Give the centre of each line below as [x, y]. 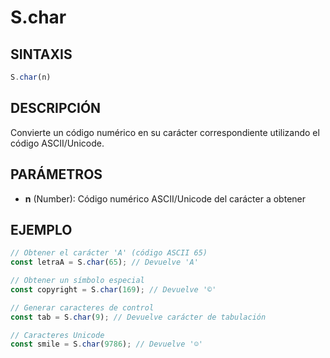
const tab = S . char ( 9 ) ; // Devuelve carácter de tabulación [138, 317]
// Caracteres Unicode [57, 335]
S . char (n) [31, 77]
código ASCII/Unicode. [57, 143]
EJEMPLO [41, 229]
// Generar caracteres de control [82, 307]
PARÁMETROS [56, 174]
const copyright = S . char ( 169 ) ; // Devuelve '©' [113, 289]
